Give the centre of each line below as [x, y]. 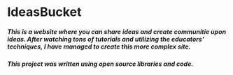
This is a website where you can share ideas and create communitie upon [116, 31]
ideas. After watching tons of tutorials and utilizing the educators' [106, 39]
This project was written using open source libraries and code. [100, 64]
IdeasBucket [44, 12]
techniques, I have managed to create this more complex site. [99, 47]
